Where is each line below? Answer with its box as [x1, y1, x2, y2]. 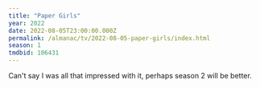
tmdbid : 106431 [8, 49, 60, 57]
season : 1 [8, 42, 42, 50]
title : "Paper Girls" [8, 11, 81, 20]
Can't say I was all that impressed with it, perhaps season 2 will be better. [8, 71, 252, 80]
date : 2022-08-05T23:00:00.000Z [8, 26, 117, 34]
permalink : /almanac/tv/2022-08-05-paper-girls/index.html [8, 34, 211, 42]
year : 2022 [8, 19, 45, 27]
